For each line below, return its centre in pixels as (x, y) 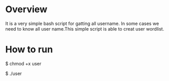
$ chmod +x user (23, 63)
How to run (29, 50)
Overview (26, 9)
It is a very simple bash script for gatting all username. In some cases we (82, 23)
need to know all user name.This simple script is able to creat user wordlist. (85, 29)
